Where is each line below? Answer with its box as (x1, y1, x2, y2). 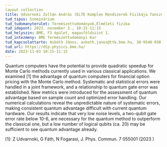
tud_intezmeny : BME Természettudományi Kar (5, 35, 97, 40)
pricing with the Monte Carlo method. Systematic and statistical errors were (5, 78, 160, 85)
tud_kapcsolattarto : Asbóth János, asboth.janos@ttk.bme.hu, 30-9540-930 (5, 40, 162, 45)
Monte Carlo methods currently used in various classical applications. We (5, 68, 156, 74)
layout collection (5, 7, 43, 12)
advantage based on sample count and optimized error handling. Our (5, 94, 147, 100)
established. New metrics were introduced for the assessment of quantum (5, 89, 158, 95)
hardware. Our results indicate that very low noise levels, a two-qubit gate (5, 110, 157, 116)
